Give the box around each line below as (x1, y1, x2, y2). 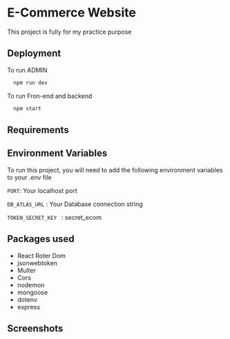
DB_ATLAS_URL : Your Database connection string (7, 200, 143, 208)
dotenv (17, 295, 38, 304)
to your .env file (7, 173, 52, 181)
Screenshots (7, 322, 64, 334)
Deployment (7, 48, 61, 59)
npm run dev (13, 79, 48, 86)
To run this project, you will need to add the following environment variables (7, 165, 223, 174)
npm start (13, 105, 41, 112)
